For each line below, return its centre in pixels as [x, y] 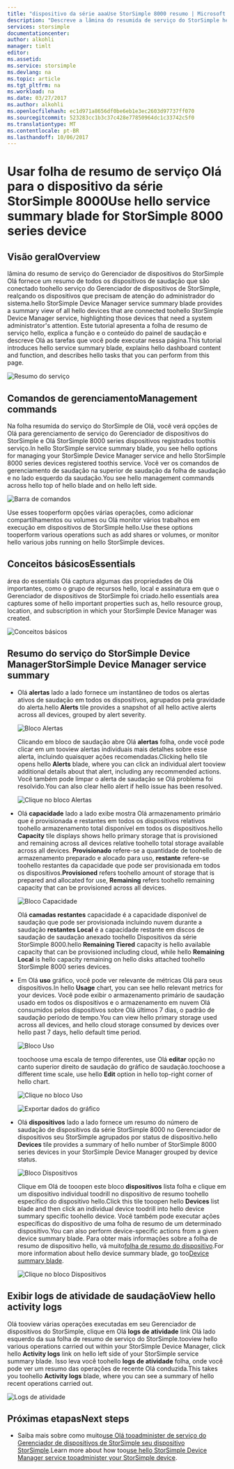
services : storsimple [39, 27]
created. [19, 618]
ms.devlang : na [29, 72]
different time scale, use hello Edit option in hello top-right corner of [115, 1074]
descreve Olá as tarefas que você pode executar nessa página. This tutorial [115, 340]
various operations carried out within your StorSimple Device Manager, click [116, 1346]
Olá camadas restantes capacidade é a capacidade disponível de [112, 914]
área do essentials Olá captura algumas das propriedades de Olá [100, 581]
